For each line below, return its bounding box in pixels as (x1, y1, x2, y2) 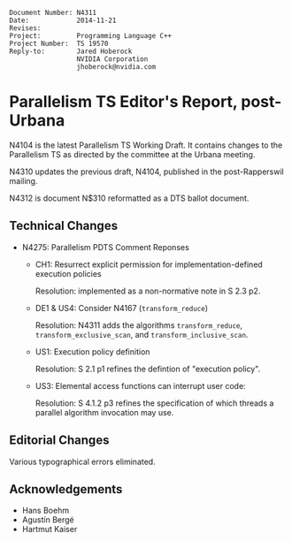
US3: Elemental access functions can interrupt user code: (35, 380, 246, 391)
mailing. (9, 175, 38, 186)
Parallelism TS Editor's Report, (9, 92, 238, 112)
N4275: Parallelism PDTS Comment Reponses (21, 241, 190, 252)
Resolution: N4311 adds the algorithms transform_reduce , (35, 319, 243, 331)
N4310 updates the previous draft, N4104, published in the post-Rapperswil (9, 166, 285, 177)
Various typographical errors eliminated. (9, 456, 157, 467)
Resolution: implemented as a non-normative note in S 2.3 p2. (35, 286, 261, 296)
